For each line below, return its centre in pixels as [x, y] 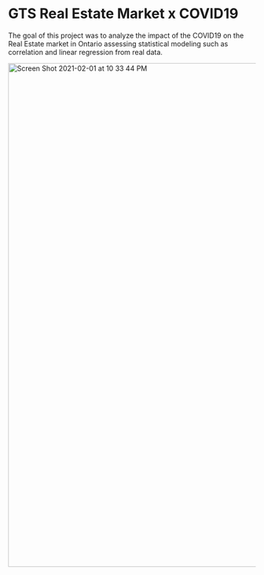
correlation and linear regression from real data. [86, 52]
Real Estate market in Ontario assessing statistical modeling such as [118, 43]
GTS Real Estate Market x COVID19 [123, 14]
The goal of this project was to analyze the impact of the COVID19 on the [126, 35]
